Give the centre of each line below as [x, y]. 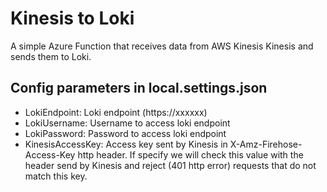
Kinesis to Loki [72, 18]
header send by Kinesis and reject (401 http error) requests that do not [170, 165]
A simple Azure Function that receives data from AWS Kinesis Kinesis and [162, 46]
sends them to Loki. [51, 56]
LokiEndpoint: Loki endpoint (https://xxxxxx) [116, 112]
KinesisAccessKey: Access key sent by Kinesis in [126, 144]
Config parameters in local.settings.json [139, 88]
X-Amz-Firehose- [266, 144]
